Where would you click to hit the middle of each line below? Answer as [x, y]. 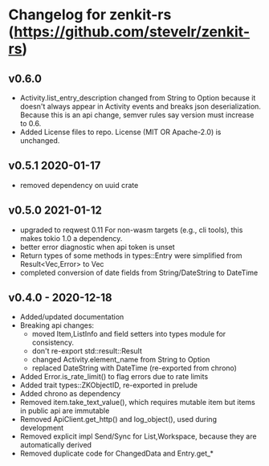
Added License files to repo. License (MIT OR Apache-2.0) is [120, 132]
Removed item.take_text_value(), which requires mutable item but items [137, 403]
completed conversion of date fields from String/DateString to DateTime [139, 272]
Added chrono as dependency [70, 394]
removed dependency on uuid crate [79, 185]
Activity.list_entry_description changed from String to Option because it [138, 98]
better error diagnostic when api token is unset [97, 247]
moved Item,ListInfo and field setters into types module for [129, 334]
